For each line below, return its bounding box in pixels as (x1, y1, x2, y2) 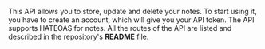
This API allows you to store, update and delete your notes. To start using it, (8, 7, 257, 16)
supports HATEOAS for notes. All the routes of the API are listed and (8, 24, 232, 32)
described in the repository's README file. (8, 32, 149, 41)
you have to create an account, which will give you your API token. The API (8, 15, 255, 24)
